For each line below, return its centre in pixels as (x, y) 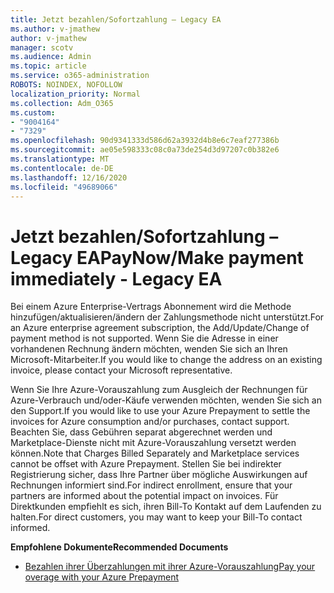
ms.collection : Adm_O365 (62, 103)
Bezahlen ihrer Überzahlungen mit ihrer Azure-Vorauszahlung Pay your (170, 567)
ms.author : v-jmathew (55, 29)
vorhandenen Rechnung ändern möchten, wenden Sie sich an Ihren (149, 349)
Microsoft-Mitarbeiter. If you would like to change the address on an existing (166, 360)
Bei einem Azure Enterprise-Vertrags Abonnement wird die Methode (151, 307)
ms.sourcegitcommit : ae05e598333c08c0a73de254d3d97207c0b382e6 (145, 150)
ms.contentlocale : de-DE (62, 168)
